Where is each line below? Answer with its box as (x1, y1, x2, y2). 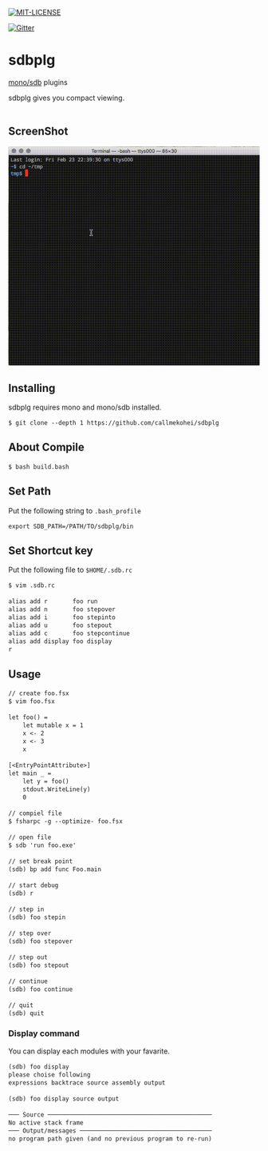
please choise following (8, 1070, 91, 1079)
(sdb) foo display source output (8, 1094, 120, 1103)
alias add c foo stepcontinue (8, 629, 130, 637)
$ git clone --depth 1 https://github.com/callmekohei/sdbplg (8, 419, 219, 427)
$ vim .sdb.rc (8, 581, 56, 589)
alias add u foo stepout (8, 621, 112, 629)
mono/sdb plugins (8, 77, 68, 87)
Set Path (8, 485, 52, 498)
